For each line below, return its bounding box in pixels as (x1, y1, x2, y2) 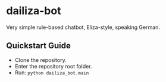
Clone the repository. (14, 56, 67, 63)
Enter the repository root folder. (14, 63, 92, 70)
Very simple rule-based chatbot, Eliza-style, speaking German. (6, 24, 161, 31)
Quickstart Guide (6, 41, 71, 51)
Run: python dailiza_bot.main (14, 69, 89, 76)
